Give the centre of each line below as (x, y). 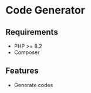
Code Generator (45, 10)
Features (22, 71)
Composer (27, 52)
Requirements (32, 32)
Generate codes (33, 85)
